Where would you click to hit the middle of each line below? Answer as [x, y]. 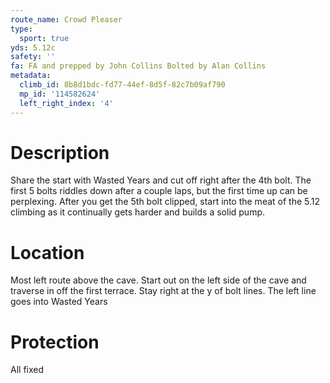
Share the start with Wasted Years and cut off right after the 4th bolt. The [161, 180]
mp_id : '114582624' [60, 94]
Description [60, 152]
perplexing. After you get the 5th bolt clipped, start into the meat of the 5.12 [165, 202]
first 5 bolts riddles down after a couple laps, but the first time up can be [159, 191]
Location [47, 252]
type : [21, 29]
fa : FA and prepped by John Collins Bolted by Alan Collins [138, 66]
